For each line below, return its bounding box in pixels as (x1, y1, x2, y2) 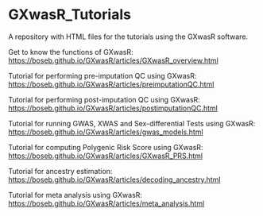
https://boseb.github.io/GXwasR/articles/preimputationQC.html (8, 79, 215, 89)
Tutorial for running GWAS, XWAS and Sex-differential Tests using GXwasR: (8, 118, 256, 128)
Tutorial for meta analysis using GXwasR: (8, 190, 143, 199)
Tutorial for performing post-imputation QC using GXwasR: (8, 94, 200, 104)
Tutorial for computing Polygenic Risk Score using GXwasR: (8, 142, 203, 152)
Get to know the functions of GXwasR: (8, 47, 133, 56)
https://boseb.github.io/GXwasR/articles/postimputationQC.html (8, 103, 219, 113)
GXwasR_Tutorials (8, 6, 131, 24)
